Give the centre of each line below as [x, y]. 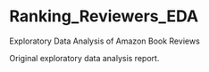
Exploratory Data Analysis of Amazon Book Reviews [105, 41]
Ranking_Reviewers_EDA [104, 16]
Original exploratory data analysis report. [84, 58]
